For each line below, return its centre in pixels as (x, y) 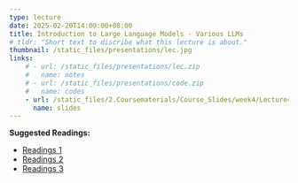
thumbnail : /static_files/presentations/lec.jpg (101, 50)
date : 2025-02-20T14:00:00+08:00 (71, 26)
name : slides (57, 108)
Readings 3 (43, 169)
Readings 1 (42, 150)
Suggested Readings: (50, 133)
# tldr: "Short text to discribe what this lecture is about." (129, 42)
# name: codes (55, 91)
